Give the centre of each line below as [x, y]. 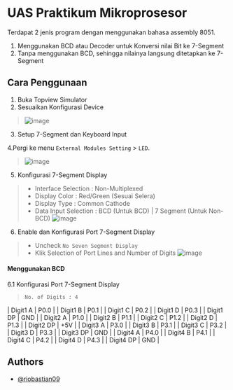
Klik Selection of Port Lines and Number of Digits [105, 253]
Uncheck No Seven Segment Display [86, 245]
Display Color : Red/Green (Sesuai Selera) [95, 196]
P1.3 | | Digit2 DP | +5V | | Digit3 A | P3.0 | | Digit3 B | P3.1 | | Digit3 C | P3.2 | [117, 325]
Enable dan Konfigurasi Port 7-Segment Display [86, 232]
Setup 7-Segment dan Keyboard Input [72, 134]
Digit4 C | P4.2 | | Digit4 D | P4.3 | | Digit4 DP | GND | [83, 340]
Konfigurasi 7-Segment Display [62, 175]
